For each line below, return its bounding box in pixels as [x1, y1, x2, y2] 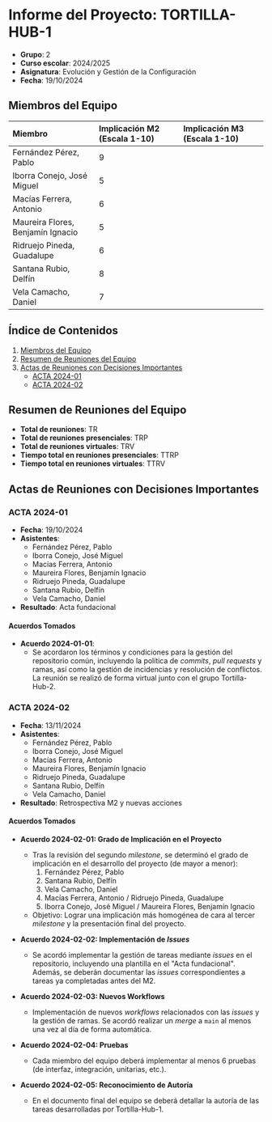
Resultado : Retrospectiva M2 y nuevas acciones [19, 798, 182, 807]
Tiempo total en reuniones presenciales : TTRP [19, 451, 180, 460]
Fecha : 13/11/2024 [19, 720, 82, 730]
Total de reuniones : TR [19, 425, 98, 434]
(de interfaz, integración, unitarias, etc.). [32, 1064, 167, 1073]
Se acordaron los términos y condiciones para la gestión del [32, 647, 233, 657]
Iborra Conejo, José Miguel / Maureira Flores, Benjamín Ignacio [44, 901, 255, 911]
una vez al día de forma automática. [32, 1024, 152, 1034]
